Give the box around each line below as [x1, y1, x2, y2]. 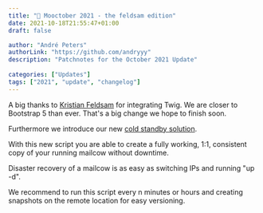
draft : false [8, 26, 52, 34]
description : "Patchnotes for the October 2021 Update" [8, 56, 198, 64]
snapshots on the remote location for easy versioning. [8, 195, 186, 205]
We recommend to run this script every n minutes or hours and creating [8, 187, 243, 196]
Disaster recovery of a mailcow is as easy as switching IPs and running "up [8, 163, 255, 172]
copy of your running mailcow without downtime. [8, 148, 169, 157]
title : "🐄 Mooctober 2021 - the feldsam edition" [8, 11, 177, 20]
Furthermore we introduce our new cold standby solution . [8, 124, 198, 133]
